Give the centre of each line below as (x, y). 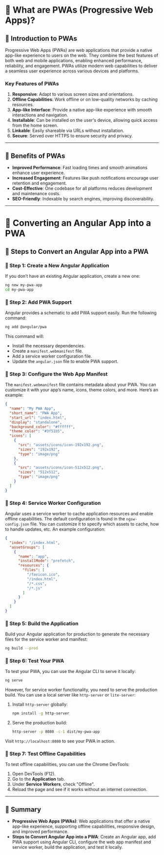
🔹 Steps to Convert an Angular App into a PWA (77, 251)
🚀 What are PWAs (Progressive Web (79, 10)
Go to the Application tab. (38, 779)
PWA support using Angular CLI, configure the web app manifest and (82, 842)
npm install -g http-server (41, 714)
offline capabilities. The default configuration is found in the (65, 519)
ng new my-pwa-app (24, 285)
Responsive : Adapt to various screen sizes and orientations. (73, 94)
